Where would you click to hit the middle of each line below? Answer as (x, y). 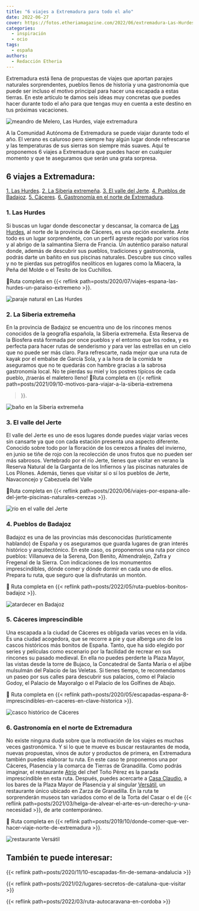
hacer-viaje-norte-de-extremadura (49, 828)
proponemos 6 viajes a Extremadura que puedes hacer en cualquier (89, 151)
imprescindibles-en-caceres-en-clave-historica (64, 700)
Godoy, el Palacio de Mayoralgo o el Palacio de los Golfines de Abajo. (91, 683)
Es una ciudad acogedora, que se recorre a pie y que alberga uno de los (94, 639)
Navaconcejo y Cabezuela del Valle (49, 480)
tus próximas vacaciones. (37, 110)
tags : (13, 45)
